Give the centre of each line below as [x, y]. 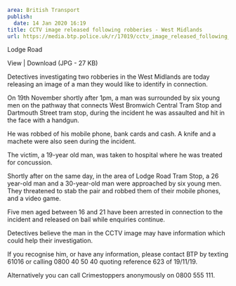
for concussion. [30, 162]
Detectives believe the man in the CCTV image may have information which [116, 233]
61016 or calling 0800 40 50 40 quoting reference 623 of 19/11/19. [103, 262]
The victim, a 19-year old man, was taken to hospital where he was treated [115, 155]
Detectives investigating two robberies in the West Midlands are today [109, 77]
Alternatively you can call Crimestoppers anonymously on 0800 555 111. [111, 275]
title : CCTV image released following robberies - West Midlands [105, 30]
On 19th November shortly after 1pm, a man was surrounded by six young [113, 98]
